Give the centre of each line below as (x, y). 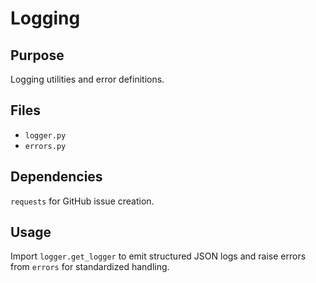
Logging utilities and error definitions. (87, 79)
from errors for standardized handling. (90, 267)
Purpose (37, 55)
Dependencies (56, 177)
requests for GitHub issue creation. (82, 201)
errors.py (45, 146)
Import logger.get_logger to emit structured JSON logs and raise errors (158, 256)
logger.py (45, 135)
